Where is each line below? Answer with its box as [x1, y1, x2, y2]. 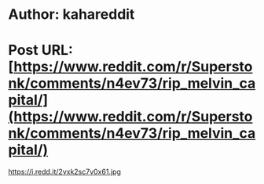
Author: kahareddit [8, 5, 135, 23]
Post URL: [8, 41, 73, 60]
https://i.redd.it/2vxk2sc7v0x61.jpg [8, 167, 122, 177]
